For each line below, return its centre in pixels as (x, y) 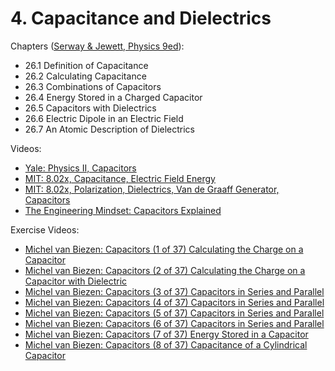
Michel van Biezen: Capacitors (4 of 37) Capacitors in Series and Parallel (174, 302)
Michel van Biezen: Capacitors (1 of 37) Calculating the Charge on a (164, 249)
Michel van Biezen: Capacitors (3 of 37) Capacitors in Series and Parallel (174, 291)
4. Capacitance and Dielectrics (141, 18)
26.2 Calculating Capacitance (85, 76)
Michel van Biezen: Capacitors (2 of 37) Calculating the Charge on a (165, 270)
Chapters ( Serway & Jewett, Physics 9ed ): (97, 46)
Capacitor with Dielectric (76, 281)
